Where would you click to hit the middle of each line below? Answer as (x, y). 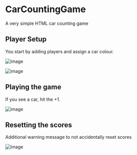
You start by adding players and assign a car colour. (60, 51)
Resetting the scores (39, 125)
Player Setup (26, 39)
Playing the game (33, 87)
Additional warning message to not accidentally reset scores (68, 137)
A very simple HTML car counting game (47, 23)
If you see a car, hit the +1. (33, 99)
